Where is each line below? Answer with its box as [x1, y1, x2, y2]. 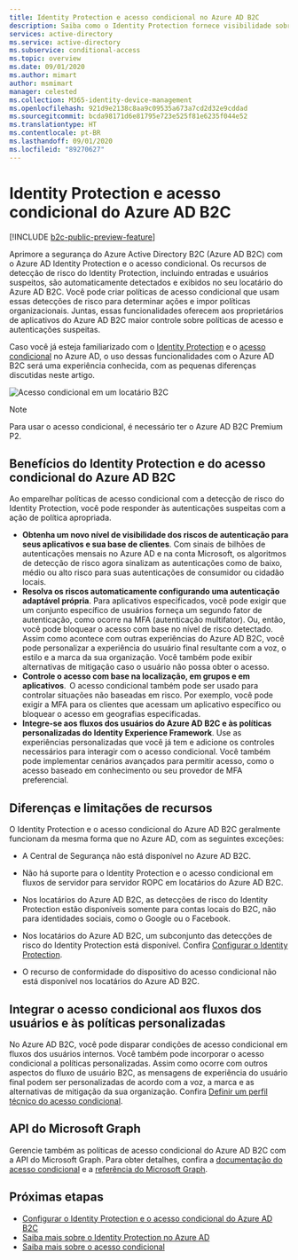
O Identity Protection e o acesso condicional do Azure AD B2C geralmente [9, 824, 281, 835]
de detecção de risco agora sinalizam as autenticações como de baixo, [21, 558, 283, 569]
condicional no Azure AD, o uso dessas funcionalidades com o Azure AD [9, 350, 275, 361]
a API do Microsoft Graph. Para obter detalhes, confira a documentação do [9, 1154, 283, 1165]
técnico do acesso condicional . [9, 1096, 123, 1106]
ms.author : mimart [9, 71, 77, 80]
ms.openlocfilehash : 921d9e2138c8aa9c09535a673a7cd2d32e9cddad [9, 104, 248, 113]
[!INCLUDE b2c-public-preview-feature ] [9, 232, 156, 242]
